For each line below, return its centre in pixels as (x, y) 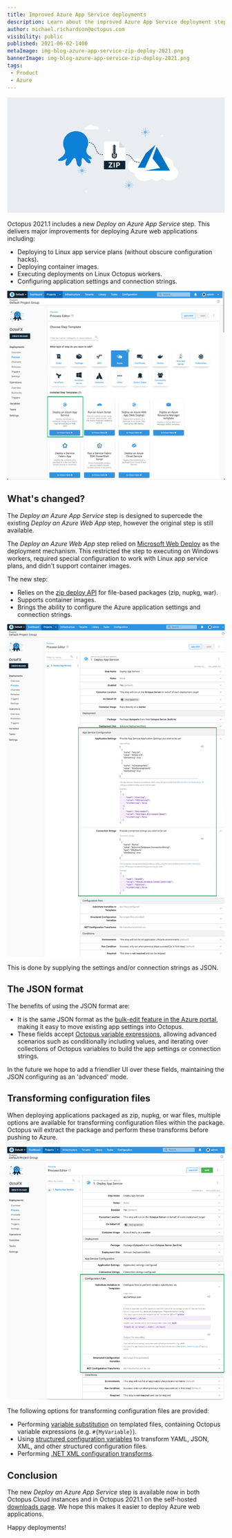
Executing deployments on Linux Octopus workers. (89, 274)
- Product (24, 73)
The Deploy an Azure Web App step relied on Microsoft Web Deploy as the (113, 544)
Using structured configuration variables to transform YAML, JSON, (113, 1439)
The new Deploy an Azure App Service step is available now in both (104, 1492)
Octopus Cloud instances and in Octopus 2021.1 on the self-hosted (102, 1499)
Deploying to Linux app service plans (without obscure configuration (115, 252)
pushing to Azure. (32, 1137)
